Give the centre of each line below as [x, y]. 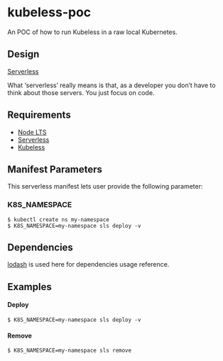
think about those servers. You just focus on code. [81, 92]
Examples [29, 287]
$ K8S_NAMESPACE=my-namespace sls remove [70, 351]
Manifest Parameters [55, 169]
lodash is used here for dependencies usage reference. [88, 265]
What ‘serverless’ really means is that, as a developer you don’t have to [111, 85]
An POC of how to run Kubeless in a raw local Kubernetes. [92, 32]
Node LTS [32, 132]
